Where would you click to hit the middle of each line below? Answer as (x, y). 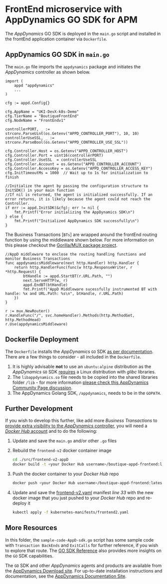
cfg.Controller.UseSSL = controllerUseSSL (51, 160)
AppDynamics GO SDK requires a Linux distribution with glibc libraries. (84, 372)
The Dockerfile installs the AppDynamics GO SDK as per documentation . (79, 351)
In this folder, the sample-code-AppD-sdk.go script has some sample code (80, 540)
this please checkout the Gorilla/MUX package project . (62, 245)
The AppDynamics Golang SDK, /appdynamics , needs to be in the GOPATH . (86, 393)
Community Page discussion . (42, 387)
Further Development (39, 409)
